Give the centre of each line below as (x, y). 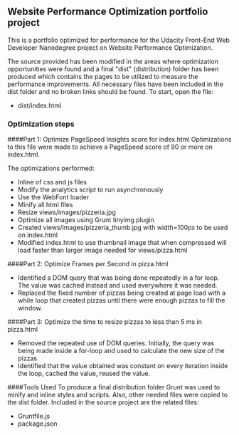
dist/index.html (39, 105)
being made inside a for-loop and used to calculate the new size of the (121, 351)
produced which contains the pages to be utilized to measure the (103, 76)
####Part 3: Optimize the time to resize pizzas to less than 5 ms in (105, 322)
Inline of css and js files (52, 182)
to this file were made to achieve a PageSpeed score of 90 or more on (110, 147)
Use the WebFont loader (53, 197)
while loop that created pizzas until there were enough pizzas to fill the (121, 300)
